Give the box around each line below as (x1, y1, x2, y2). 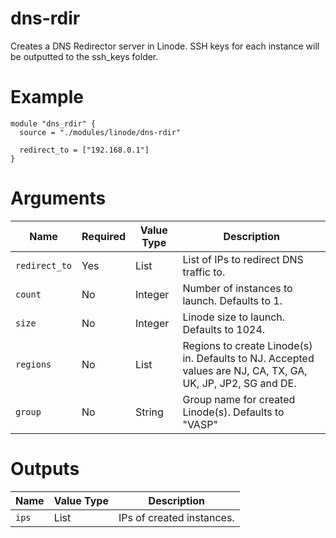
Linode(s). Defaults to (182, 405, 285, 419)
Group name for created (182, 392, 296, 406)
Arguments (10, 187, 107, 210)
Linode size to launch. (182, 310, 286, 324)
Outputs (10, 458, 80, 480)
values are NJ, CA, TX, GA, (182, 363, 308, 377)
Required (81, 229, 126, 243)
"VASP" (182, 417, 218, 431)
